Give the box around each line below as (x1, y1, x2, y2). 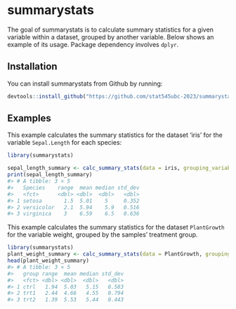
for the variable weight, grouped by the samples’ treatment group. (7, 230, 198, 239)
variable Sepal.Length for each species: (7, 138, 122, 147)
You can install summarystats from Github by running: (7, 79, 163, 88)
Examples (7, 112, 51, 124)
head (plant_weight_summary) (7, 257, 90, 265)
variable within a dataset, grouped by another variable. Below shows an (7, 32, 214, 41)
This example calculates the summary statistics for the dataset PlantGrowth (7, 223, 225, 232)
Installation (7, 60, 58, 72)
